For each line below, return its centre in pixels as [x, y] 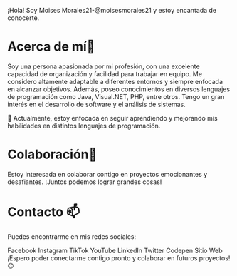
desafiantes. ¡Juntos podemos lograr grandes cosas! [85, 182]
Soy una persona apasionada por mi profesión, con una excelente [104, 66]
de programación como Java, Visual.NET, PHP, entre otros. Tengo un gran [116, 96]
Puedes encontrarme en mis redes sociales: [72, 236]
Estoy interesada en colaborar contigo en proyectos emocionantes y [107, 174]
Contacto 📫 [44, 212]
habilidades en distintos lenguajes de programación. [84, 126]
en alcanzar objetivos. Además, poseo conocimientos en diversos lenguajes [118, 89]
